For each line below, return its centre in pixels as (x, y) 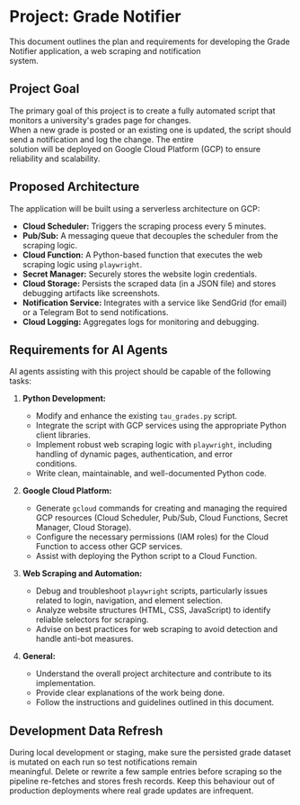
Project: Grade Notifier (95, 17)
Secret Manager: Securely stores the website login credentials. (140, 274)
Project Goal (44, 89)
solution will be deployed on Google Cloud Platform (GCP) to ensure (135, 149)
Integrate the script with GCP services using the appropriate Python (161, 426)
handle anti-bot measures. (84, 639)
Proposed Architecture (75, 187)
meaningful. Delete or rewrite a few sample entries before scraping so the (146, 772)
